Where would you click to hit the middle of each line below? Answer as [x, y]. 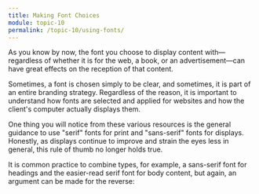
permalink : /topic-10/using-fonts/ [66, 30]
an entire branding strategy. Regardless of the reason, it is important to [122, 93]
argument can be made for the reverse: [71, 181]
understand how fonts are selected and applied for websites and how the [126, 101]
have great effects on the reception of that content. [91, 69]
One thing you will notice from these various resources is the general [120, 124]
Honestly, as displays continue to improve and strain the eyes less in [119, 141]
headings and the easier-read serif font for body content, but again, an [122, 173]
